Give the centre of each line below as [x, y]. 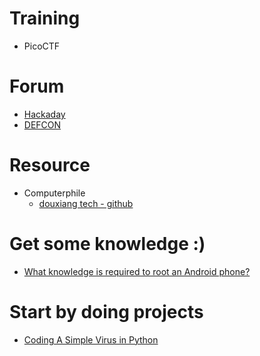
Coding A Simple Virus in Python [91, 339]
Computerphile [54, 193]
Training [45, 18]
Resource [50, 165]
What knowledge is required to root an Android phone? [137, 271]
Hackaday [44, 114]
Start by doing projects [106, 311]
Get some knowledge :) [107, 244]
